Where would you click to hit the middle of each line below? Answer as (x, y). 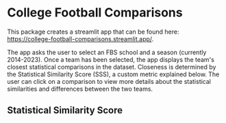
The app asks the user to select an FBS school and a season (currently (107, 52)
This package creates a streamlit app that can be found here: (93, 32)
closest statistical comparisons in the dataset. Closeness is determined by (112, 67)
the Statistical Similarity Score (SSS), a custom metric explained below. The (113, 74)
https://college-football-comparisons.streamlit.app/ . (80, 38)
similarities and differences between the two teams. (80, 89)
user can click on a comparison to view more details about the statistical (109, 81)
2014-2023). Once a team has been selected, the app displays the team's (111, 59)
